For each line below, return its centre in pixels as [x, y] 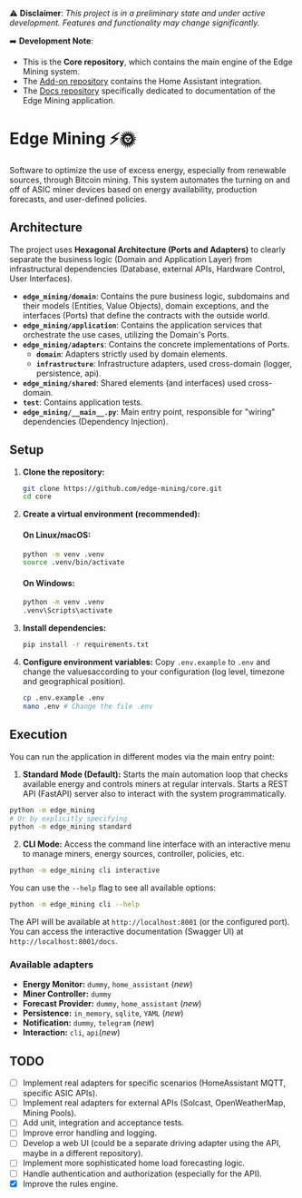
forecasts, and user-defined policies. [78, 199]
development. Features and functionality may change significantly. [135, 23]
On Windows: [49, 583]
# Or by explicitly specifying [68, 819]
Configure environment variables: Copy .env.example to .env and [146, 663]
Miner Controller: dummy [67, 994]
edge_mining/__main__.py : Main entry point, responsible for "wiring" [149, 411]
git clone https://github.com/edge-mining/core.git [122, 488]
